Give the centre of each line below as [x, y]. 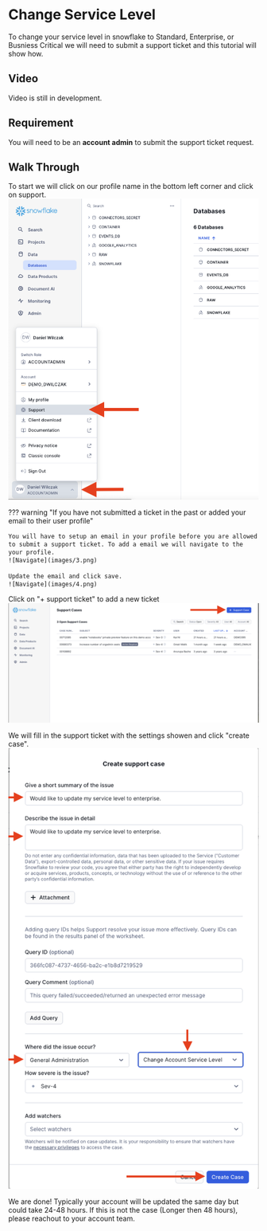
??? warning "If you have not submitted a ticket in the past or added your [127, 512]
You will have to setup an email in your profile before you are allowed [133, 536]
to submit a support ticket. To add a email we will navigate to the [126, 544]
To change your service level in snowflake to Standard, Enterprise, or [121, 37]
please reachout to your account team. [72, 1218]
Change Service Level [82, 15]
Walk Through [44, 167]
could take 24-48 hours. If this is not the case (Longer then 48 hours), [123, 1209]
